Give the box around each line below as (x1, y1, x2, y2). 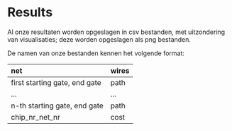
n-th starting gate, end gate (11, 101, 104, 110)
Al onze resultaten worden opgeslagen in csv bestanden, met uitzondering (7, 28, 226, 36)
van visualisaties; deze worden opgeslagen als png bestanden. (7, 35, 192, 43)
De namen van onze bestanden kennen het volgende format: (7, 49, 184, 57)
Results (7, 4, 53, 21)
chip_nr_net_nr (11, 112, 60, 122)
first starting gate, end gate (11, 77, 101, 87)
